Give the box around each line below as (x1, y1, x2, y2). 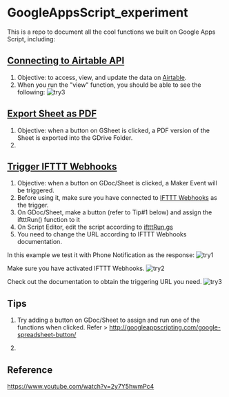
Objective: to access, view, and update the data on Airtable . (17, 73, 187, 81)
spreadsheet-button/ (17, 331, 77, 339)
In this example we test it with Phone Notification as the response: (7, 251, 195, 259)
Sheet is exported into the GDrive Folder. (17, 133, 133, 142)
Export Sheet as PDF (7, 108, 97, 120)
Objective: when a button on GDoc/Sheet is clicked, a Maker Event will (17, 179, 217, 187)
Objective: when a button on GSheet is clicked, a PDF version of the (17, 126, 210, 134)
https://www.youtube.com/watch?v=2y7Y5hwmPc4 (7, 383, 155, 390)
